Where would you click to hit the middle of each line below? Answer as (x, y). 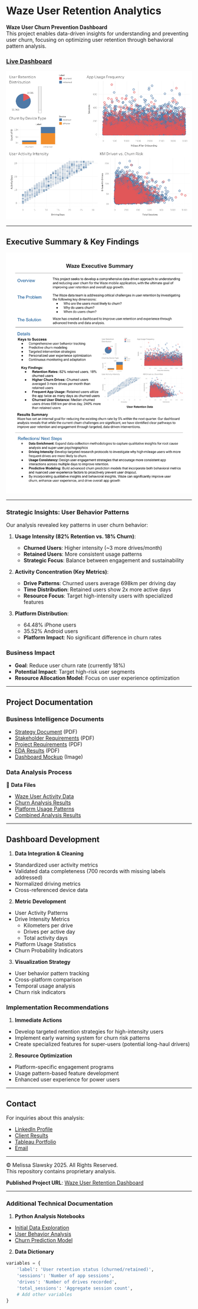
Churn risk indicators (40, 992)
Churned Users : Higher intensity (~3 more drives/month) (93, 547)
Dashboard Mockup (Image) (49, 757)
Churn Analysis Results (43, 803)
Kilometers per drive (48, 925)
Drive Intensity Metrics (42, 919)
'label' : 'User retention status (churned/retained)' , (85, 1269)
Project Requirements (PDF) (48, 744)
